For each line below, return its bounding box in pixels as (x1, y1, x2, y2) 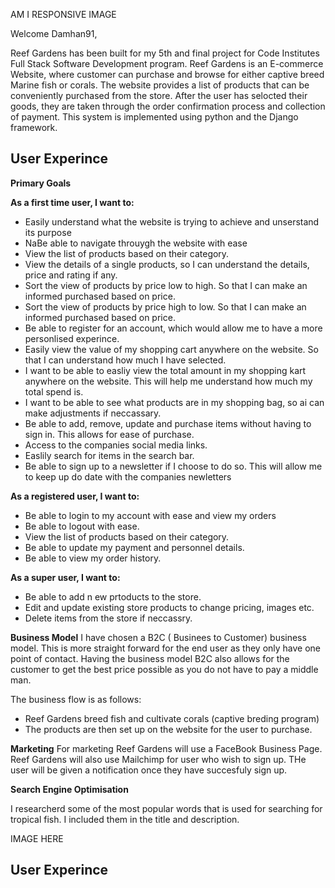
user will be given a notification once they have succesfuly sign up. (10, 764, 288, 776)
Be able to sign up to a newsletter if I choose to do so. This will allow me (24, 460, 323, 472)
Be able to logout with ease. (24, 520, 140, 532)
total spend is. (24, 385, 84, 398)
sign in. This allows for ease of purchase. (24, 428, 195, 440)
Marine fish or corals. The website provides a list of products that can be (10, 79, 310, 91)
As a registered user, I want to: (10, 490, 140, 502)
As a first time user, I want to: (10, 196, 135, 208)
